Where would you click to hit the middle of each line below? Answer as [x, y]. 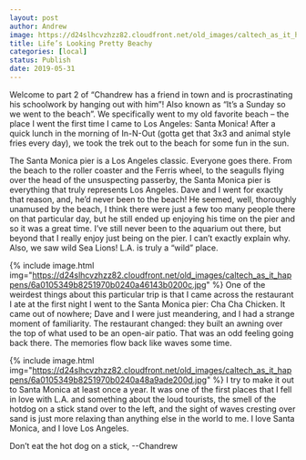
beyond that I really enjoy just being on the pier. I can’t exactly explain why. [150, 238]
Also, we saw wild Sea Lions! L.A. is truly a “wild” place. [114, 248]
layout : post [34, 18]
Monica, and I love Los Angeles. [69, 428]
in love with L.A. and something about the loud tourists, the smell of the [143, 399]
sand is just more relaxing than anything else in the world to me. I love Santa [152, 418]
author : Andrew [38, 26]
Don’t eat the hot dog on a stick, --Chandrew [94, 445]
